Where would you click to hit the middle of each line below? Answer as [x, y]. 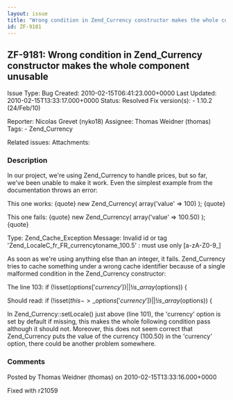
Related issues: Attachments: [49, 143]
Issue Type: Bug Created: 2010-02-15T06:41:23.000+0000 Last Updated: [112, 93]
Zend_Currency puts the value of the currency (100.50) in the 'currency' [110, 336]
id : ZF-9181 [24, 26]
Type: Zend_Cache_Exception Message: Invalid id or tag [87, 238]
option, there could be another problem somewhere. [82, 344]
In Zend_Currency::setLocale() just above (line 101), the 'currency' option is [114, 314]
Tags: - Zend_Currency [40, 129]
